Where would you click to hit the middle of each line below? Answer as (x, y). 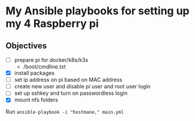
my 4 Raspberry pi (52, 24)
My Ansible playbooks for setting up (97, 11)
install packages (34, 73)
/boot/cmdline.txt (45, 67)
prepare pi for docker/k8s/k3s (51, 60)
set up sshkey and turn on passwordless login (71, 93)
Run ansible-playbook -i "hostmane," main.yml (65, 112)
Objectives (26, 46)
